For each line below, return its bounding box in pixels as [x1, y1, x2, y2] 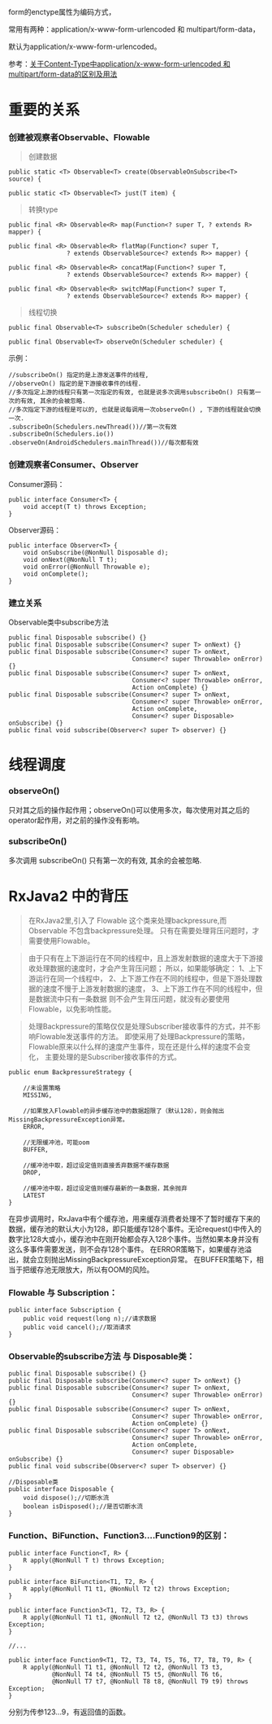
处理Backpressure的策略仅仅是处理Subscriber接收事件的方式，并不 [28, 1021, 254, 1031]
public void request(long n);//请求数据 [23, 1314, 157, 1323]
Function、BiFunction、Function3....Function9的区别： [8, 1530, 230, 1542]
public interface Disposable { [8, 1485, 114, 1494]
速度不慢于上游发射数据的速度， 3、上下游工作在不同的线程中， [42, 984, 256, 994]
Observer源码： [8, 524, 62, 535]
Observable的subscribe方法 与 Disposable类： [8, 1351, 195, 1362]
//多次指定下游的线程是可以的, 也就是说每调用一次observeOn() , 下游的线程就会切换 [8, 406, 261, 414]
